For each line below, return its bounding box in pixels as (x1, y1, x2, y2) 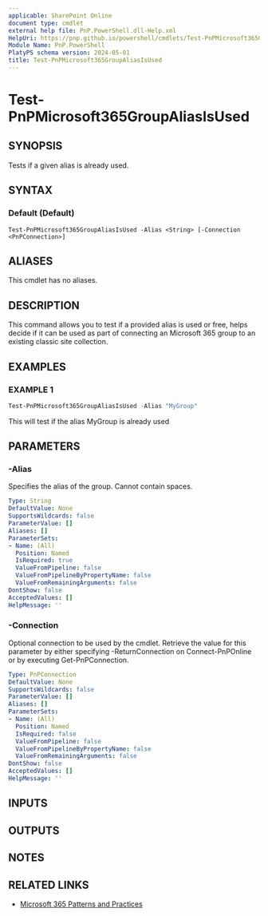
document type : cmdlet (8, 19, 84, 27)
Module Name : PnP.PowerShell (8, 42, 105, 50)
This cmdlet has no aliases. (8, 276, 98, 285)
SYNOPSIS (8, 139, 63, 153)
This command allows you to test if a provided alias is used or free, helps (8, 320, 248, 330)
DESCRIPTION (8, 299, 80, 312)
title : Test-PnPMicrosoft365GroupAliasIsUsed (8, 57, 162, 65)
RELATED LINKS (8, 878, 89, 891)
